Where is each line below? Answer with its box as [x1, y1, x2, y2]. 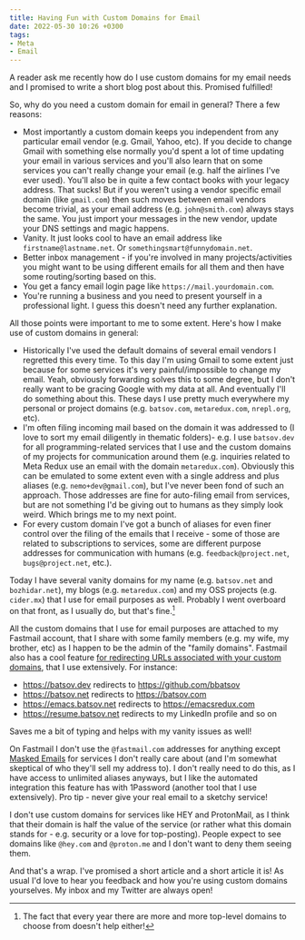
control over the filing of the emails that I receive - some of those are [22, 529, 280, 539]
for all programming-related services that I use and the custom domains [22, 441, 292, 452]
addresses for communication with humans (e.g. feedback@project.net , [22, 548, 290, 559]
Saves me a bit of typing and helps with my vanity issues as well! [9, 726, 252, 737]
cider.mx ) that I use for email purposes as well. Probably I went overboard [9, 594, 286, 605]
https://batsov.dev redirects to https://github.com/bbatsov [22, 678, 241, 690]
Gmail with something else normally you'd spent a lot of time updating [22, 146, 284, 157]
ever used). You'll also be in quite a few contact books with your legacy [22, 174, 290, 186]
